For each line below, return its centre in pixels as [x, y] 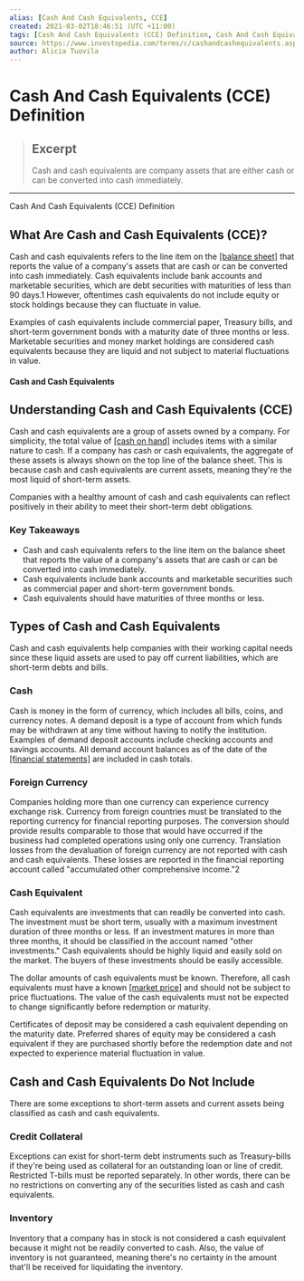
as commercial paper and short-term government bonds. [128, 588]
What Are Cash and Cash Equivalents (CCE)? [138, 235]
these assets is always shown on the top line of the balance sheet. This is [146, 460]
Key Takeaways [45, 531]
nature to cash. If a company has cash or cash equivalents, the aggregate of [152, 451]
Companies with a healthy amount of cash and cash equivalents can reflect [150, 497]
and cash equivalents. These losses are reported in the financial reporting [147, 860]
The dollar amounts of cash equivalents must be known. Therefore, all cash [150, 978]
